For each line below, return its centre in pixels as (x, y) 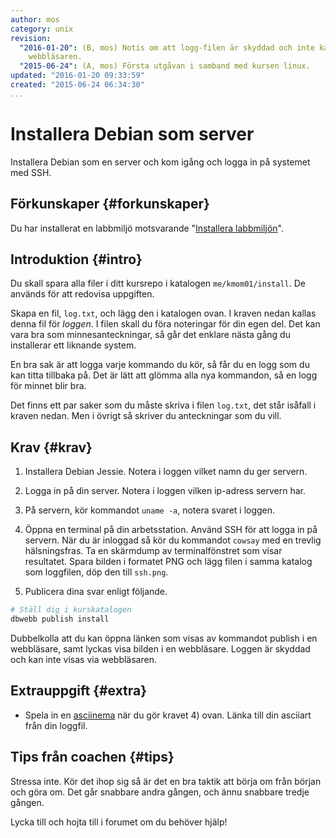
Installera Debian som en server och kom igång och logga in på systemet (160, 162)
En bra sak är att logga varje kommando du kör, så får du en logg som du (160, 365)
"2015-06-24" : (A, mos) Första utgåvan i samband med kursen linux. (165, 66)
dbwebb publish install (60, 619)
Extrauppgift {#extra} (79, 691)
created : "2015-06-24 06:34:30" (77, 85)
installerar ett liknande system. (73, 345)
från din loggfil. (56, 725)
